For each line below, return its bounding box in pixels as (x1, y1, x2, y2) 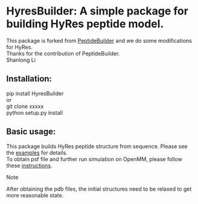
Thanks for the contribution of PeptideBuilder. (6, 49, 120, 57)
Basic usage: (6, 127, 56, 137)
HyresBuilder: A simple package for (6, 4, 189, 18)
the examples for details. (6, 149, 68, 156)
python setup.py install (6, 109, 63, 116)
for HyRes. (6, 43, 33, 51)
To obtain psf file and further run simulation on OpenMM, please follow (6, 155, 182, 162)
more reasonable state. (6, 191, 64, 199)
